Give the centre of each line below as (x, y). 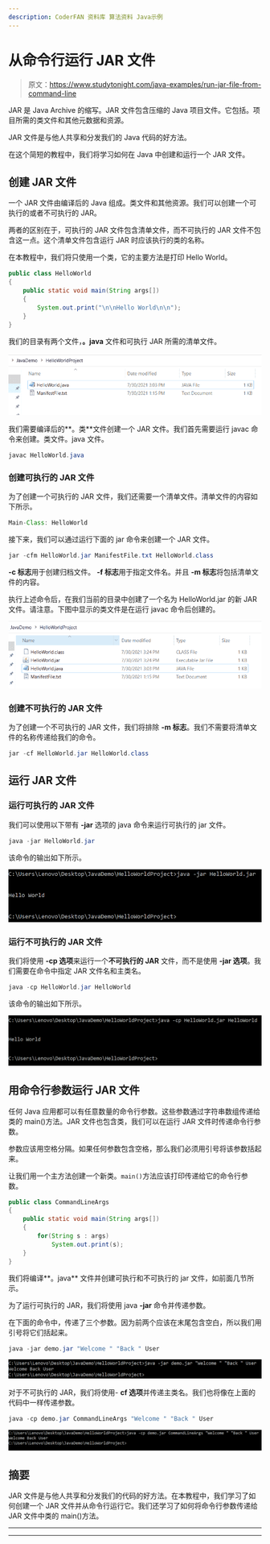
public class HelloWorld (50, 274)
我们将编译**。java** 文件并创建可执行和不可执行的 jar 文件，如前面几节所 (131, 1278)
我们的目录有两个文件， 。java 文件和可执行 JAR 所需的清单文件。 (115, 341)
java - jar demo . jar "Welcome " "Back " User (84, 1349)
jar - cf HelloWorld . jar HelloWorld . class (79, 753)
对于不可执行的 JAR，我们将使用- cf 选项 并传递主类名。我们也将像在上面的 (132, 1393)
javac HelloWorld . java (46, 455)
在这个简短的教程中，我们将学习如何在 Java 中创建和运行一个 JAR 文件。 (129, 154)
